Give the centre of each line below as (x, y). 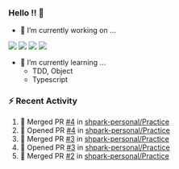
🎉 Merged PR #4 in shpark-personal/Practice (95, 122)
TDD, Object (52, 71)
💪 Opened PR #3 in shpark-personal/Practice (95, 147)
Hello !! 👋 (26, 13)
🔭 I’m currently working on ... (68, 31)
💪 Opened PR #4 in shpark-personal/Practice (95, 130)
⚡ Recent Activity (43, 101)
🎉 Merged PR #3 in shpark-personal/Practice (94, 138)
